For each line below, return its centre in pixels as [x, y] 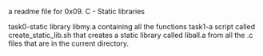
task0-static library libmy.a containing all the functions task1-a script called [132, 26]
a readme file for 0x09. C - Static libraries [77, 11]
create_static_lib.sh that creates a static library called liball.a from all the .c [131, 35]
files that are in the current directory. [69, 43]
